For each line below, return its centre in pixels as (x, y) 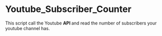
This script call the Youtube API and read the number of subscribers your (81, 23)
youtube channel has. (28, 28)
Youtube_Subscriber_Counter (68, 9)
